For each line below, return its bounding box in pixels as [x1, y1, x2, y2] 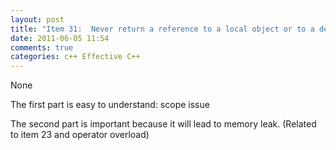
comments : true [10, 42, 74, 53]
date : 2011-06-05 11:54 [10, 33, 110, 43]
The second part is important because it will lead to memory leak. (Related [10, 118, 317, 130]
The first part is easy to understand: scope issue [10, 99, 210, 111]
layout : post [10, 14, 65, 25]
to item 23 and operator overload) [10, 129, 150, 141]
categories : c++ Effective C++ [10, 52, 141, 62]
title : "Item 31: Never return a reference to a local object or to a [10, 24, 315, 34]
